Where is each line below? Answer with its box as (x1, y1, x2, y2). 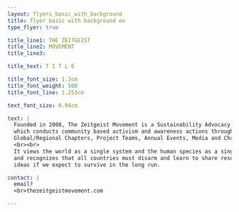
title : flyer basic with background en (7, 17, 126, 24)
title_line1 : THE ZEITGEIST (7, 36, 91, 44)
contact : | (7, 174, 40, 181)
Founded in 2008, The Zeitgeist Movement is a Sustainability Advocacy (14, 121, 231, 128)
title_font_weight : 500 (7, 82, 78, 89)
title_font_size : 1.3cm (7, 76, 78, 83)
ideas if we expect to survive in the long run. (14, 161, 161, 168)
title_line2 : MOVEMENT (7, 44, 75, 51)
